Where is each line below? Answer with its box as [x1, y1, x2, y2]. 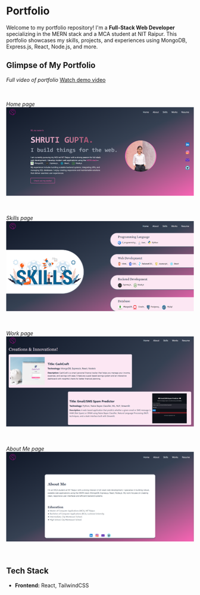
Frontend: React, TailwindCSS [14, 581, 89, 589]
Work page [6, 330, 34, 337]
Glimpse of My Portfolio [6, 60, 96, 70]
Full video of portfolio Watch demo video [6, 76, 106, 83]
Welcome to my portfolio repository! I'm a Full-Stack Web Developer [6, 24, 176, 31]
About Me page [6, 445, 45, 452]
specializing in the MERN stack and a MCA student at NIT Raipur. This [6, 30, 177, 37]
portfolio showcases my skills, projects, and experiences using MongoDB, [6, 36, 187, 44]
